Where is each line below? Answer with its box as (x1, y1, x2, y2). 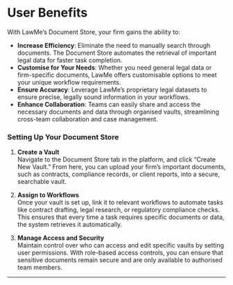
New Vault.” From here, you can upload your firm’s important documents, (17, 163, 226, 171)
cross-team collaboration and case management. (17, 114, 158, 123)
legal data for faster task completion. (17, 55, 123, 64)
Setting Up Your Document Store (7, 132, 119, 141)
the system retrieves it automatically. (17, 221, 123, 229)
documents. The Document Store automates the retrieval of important (17, 49, 217, 57)
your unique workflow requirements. (17, 78, 121, 86)
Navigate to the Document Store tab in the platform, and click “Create (17, 155, 216, 164)
